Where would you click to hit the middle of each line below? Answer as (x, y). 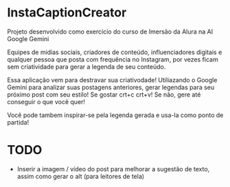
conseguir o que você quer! (46, 101)
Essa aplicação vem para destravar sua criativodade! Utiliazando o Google (112, 79)
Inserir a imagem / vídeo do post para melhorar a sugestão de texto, (113, 169)
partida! (18, 122)
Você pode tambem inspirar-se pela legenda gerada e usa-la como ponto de (115, 115)
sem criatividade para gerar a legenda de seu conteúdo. (87, 66)
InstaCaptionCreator (67, 13)
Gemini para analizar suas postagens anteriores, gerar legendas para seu (111, 87)
